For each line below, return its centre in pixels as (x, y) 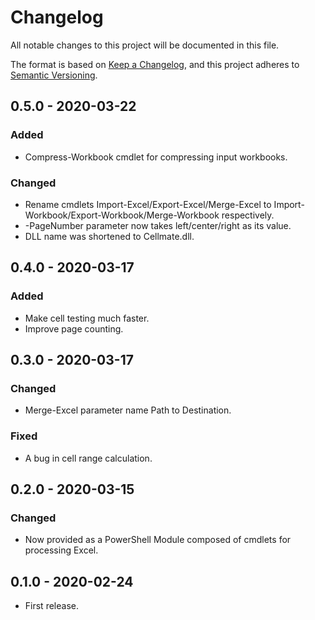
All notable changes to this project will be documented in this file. (145, 45)
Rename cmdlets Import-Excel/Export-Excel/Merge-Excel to (148, 204)
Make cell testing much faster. (87, 318)
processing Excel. (61, 550)
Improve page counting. (74, 328)
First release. (51, 606)
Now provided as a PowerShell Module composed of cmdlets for (158, 540)
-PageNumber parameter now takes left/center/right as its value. (158, 225)
